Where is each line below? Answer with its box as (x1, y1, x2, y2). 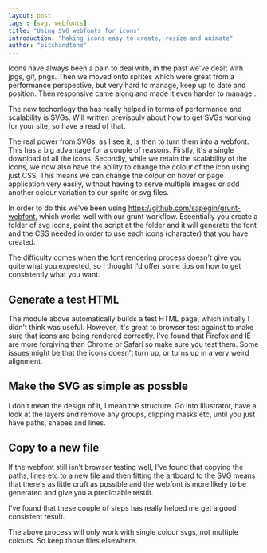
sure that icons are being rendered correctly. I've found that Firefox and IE (8, 331, 251, 340)
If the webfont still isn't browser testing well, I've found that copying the (8, 462, 244, 471)
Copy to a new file (8, 441, 100, 455)
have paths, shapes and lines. (8, 417, 106, 428)
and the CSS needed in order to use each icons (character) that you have (8, 229, 249, 238)
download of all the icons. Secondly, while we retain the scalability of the (8, 153, 248, 164)
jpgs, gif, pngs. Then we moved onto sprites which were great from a (8, 72, 235, 82)
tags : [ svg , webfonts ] (8, 19, 88, 27)
